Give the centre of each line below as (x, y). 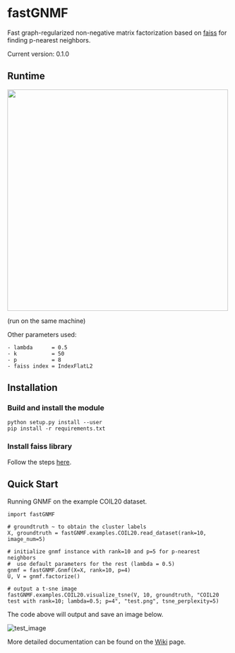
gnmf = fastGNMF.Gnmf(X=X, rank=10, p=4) (69, 570)
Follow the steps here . (40, 462)
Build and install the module (56, 408)
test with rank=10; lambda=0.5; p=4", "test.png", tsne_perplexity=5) (113, 601)
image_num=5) (26, 539)
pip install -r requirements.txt (56, 429)
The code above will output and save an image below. (85, 614)
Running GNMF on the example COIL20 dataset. (77, 501)
